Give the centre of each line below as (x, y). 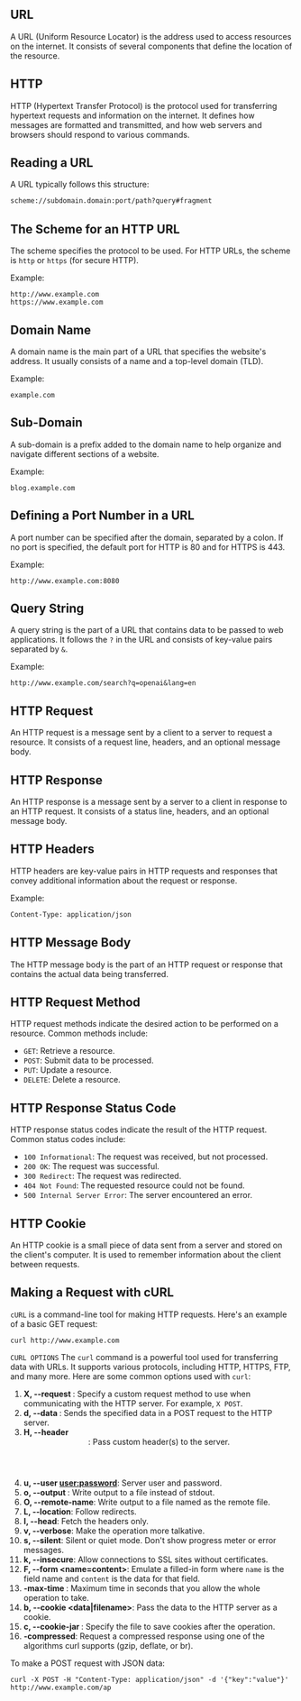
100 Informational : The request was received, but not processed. (146, 1157)
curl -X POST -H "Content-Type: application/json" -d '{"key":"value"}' (150, 1679)
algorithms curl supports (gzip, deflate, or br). (108, 1645)
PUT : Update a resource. (67, 1070)
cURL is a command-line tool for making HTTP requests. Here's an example (149, 1314)
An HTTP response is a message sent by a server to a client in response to (149, 802)
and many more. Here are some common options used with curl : (131, 1376)
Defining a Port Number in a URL (102, 516)
